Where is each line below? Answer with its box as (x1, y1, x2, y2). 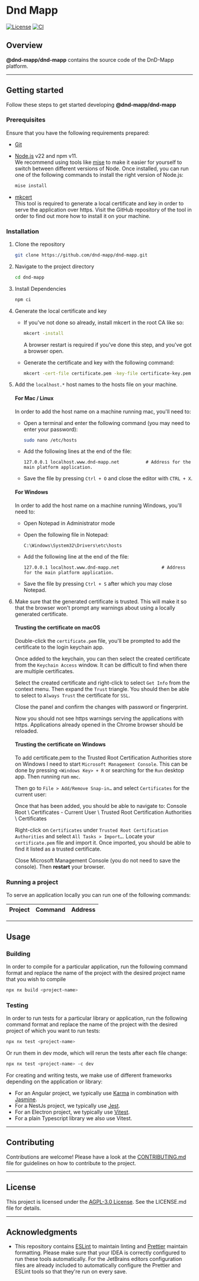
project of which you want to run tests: (6, 1028, 101, 1035)
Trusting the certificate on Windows (14, 741, 106, 748)
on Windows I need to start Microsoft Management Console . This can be (14, 760, 188, 768)
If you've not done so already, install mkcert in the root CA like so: (23, 319, 184, 326)
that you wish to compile (6, 976, 66, 983)
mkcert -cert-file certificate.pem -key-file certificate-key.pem (23, 370, 191, 376)
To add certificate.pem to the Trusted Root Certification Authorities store (14, 754, 192, 762)
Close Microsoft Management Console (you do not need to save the (14, 857, 181, 864)
